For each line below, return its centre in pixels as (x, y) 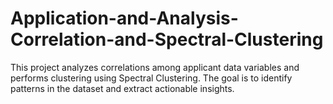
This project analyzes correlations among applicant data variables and (155, 67)
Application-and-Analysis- (124, 18)
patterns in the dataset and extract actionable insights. (122, 88)
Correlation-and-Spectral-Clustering (167, 39)
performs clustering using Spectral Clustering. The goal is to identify (151, 78)
